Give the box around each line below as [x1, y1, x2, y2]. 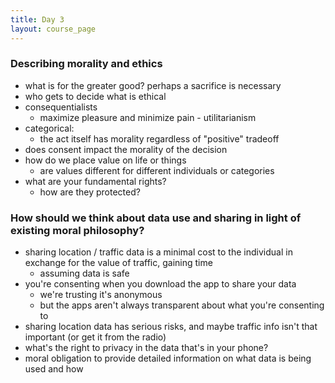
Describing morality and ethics [10, 57, 163, 71]
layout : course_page [10, 24, 97, 34]
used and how [24, 363, 84, 375]
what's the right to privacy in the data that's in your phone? [24, 342, 269, 354]
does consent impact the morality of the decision [24, 143, 228, 155]
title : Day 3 [10, 14, 65, 25]
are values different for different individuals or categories [39, 164, 275, 176]
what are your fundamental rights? [24, 175, 167, 187]
